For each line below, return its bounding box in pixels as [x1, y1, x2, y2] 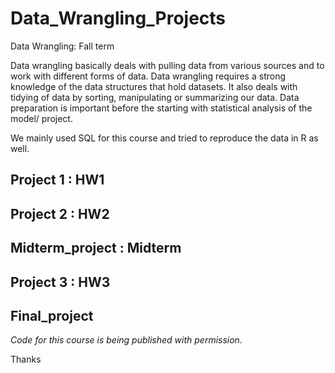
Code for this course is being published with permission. [10, 334, 243, 346]
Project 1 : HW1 [10, 172, 105, 189]
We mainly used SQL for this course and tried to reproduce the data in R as [10, 132, 319, 144]
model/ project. [10, 112, 73, 124]
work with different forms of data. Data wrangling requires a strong [10, 70, 287, 82]
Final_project [10, 307, 94, 324]
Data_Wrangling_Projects [10, 7, 227, 30]
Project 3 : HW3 [10, 273, 111, 291]
